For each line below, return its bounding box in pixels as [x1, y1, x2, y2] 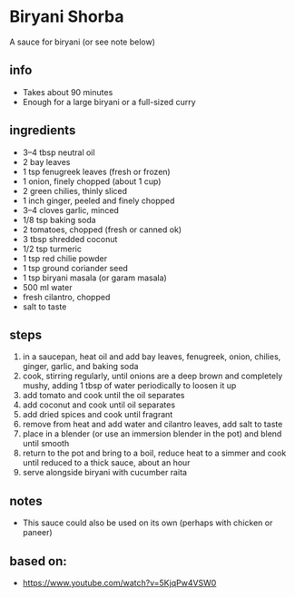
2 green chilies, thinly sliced [22, 185, 128, 196]
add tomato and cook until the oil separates [22, 390, 185, 401]
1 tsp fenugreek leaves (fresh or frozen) [22, 166, 171, 177]
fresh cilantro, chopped [22, 291, 111, 302]
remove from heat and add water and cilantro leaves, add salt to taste [22, 419, 283, 430]
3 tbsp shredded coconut [22, 233, 118, 244]
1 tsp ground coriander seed [22, 262, 129, 273]
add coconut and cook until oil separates [22, 399, 175, 410]
